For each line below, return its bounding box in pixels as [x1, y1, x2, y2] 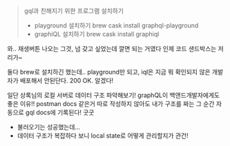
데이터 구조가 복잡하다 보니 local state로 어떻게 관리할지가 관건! [17, 132, 189, 140]
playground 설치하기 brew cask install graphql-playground [34, 21, 199, 30]
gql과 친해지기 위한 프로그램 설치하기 [23, 7, 124, 14]
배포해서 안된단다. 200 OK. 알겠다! [19, 76, 114, 85]
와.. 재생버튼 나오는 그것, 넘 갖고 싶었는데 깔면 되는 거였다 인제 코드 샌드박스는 [7, 45, 217, 52]
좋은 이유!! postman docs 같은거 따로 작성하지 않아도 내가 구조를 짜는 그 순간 [7, 100, 215, 107]
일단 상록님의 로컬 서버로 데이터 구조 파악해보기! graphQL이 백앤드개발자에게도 [7, 91, 220, 99]
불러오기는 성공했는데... [17, 123, 81, 131]
